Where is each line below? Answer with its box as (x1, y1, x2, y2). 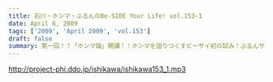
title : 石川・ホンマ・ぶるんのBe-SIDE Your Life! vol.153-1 (8, 11, 203, 20)
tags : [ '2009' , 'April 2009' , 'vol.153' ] (8, 27, 151, 35)
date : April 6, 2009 (8, 19, 79, 28)
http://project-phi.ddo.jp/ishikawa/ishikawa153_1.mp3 (8, 64, 187, 74)
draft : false (8, 34, 53, 43)
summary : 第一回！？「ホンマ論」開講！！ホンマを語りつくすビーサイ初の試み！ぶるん (8, 42, 259, 50)
